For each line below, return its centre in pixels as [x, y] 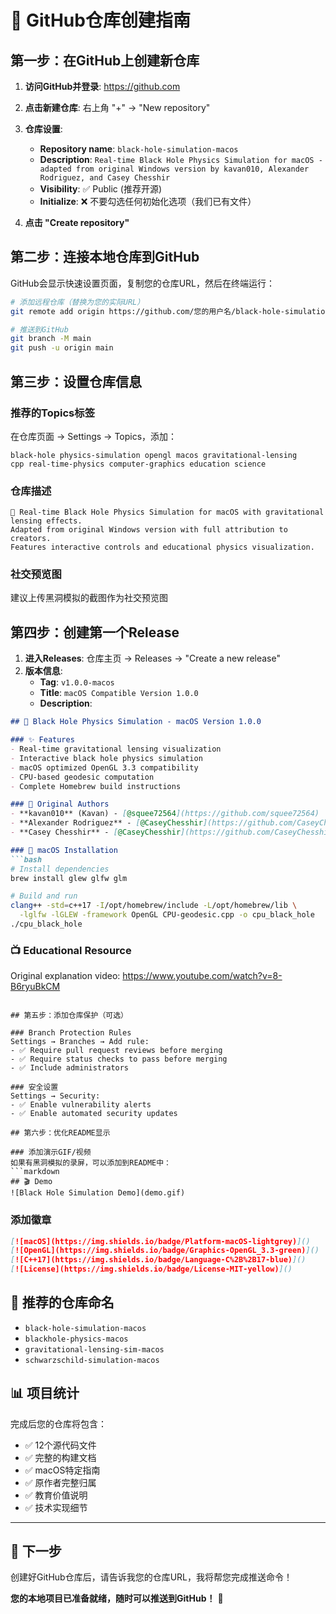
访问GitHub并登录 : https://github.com [102, 86]
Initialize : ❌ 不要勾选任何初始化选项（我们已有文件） [148, 201]
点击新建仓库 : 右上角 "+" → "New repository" [117, 107]
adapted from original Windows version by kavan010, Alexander [174, 169]
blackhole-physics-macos [76, 1339]
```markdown [35, 1172]
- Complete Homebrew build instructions [96, 786]
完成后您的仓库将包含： [58, 1423]
